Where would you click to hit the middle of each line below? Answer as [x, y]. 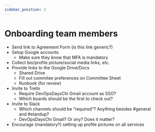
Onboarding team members [61, 33]
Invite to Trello [26, 88]
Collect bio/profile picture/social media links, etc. [60, 62]
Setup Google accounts [35, 52]
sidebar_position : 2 [26, 9]
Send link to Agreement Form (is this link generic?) [62, 47]
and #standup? [34, 114]
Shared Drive [32, 73]
